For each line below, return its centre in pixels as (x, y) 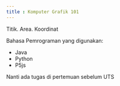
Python (24, 58)
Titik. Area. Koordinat (32, 29)
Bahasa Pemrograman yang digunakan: (55, 40)
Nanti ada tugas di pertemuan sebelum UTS (60, 76)
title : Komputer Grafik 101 (43, 12)
